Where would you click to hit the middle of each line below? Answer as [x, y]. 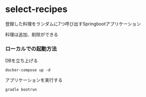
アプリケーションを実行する [34, 80]
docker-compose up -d [28, 70]
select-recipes [36, 9]
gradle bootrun [21, 90]
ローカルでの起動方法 [31, 49]
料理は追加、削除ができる [32, 34]
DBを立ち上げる [22, 61]
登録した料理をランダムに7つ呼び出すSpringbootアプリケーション [73, 24]
